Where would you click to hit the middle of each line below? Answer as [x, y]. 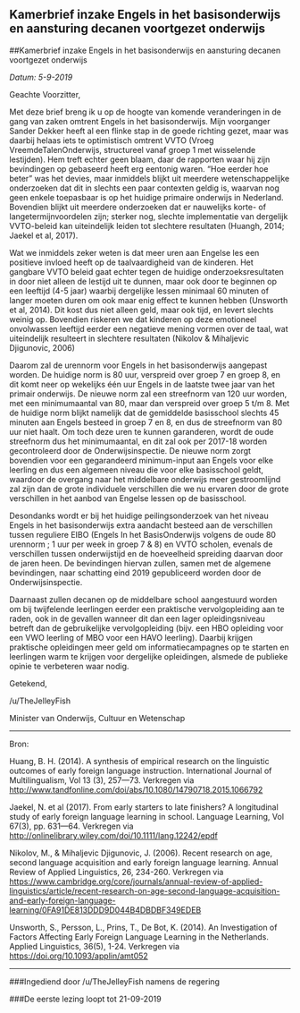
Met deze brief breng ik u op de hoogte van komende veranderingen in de [145, 112]
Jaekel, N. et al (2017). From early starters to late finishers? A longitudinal [144, 807]
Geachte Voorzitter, [45, 94]
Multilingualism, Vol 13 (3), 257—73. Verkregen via [102, 780]
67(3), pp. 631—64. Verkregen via [71, 826]
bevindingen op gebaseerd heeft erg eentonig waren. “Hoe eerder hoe [139, 168]
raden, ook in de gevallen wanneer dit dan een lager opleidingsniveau [137, 618]
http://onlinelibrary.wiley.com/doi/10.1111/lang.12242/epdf [114, 835]
